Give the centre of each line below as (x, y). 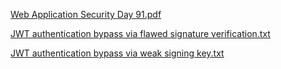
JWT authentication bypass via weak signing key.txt (117, 53)
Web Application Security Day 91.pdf (86, 14)
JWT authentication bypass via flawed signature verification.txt (140, 33)
